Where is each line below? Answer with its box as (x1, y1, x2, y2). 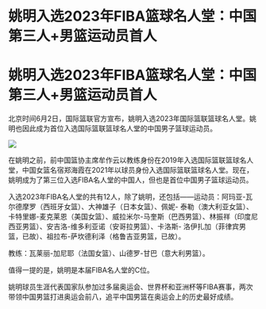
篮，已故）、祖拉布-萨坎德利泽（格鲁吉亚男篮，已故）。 (8, 231, 186, 242)
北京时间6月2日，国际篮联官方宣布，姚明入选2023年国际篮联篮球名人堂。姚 (8, 114, 256, 124)
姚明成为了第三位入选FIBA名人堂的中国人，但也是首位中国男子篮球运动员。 (8, 175, 253, 185)
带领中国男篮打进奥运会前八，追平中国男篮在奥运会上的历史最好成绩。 (8, 292, 238, 302)
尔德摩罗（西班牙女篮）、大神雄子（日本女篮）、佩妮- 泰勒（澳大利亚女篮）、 (8, 202, 254, 212)
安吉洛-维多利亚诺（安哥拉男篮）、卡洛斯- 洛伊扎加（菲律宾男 (46, 222, 246, 231)
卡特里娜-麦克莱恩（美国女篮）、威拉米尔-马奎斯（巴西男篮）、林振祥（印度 (8, 212, 252, 222)
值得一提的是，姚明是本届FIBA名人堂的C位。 (8, 265, 155, 275)
